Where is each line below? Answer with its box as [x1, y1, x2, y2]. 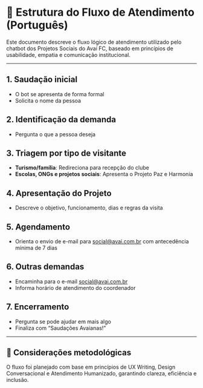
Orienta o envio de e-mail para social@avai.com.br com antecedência [14, 238, 189, 245]
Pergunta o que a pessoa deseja [14, 130, 95, 138]
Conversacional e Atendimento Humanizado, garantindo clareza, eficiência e [6, 370, 197, 377]
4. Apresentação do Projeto [6, 188, 112, 199]
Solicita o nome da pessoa [14, 97, 82, 104]
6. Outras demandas [6, 261, 85, 272]
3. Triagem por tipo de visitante [6, 148, 127, 158]
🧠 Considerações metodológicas [6, 347, 132, 358]
